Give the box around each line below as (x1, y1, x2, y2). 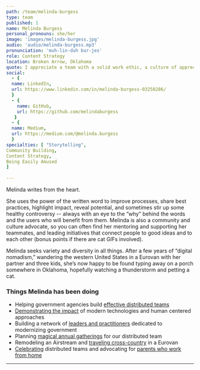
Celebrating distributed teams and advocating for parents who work (14, 346, 182, 353)
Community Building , (6, 147, 58, 153)
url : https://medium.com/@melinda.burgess (11, 131, 118, 137)
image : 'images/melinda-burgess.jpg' (6, 36, 100, 42)
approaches (14, 314, 45, 321)
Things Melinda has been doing (6, 287, 99, 295)
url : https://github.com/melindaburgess (17, 109, 118, 115)
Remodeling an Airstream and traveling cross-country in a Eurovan (14, 339, 179, 346)
